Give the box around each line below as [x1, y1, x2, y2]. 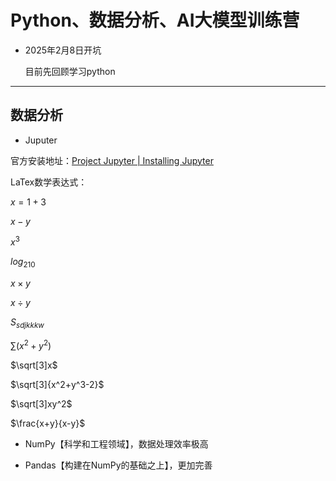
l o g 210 [10, 256, 36, 270]
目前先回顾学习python [24, 65, 116, 77]
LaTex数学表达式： [10, 176, 88, 188]
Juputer [24, 134, 58, 146]
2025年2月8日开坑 [24, 44, 102, 56]
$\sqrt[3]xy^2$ [10, 397, 73, 410]
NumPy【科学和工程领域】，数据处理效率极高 [24, 437, 209, 450]
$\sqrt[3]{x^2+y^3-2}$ [10, 378, 105, 390]
